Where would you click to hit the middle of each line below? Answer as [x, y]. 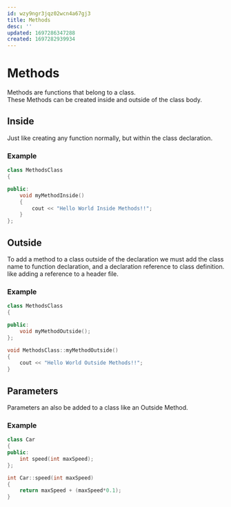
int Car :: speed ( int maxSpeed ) [51, 478]
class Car [21, 440]
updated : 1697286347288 [41, 33]
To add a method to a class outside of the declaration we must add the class [115, 259]
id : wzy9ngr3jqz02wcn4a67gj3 [49, 13]
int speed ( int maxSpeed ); [57, 459]
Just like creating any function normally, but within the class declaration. [110, 138]
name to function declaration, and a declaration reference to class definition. [116, 266]
